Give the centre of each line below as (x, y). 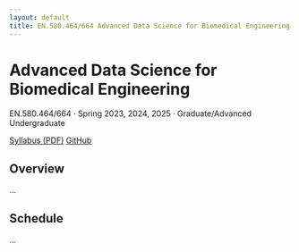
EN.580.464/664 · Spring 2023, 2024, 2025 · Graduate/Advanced (131, 113)
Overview (37, 168)
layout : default (39, 17)
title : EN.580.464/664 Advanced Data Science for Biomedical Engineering (150, 26)
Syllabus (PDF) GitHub (51, 140)
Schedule (37, 218)
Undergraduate (37, 123)
